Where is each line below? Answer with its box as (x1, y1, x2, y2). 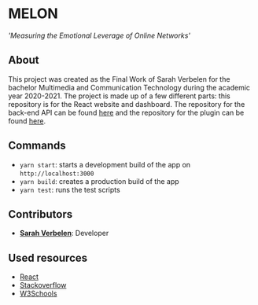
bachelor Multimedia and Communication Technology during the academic (8, 83, 250, 92)
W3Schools (19, 288, 57, 299)
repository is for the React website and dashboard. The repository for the (8, 99, 245, 108)
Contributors (8, 208, 73, 221)
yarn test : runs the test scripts (19, 185, 120, 194)
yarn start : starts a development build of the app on (19, 160, 191, 169)
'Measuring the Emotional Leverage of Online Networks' (8, 31, 191, 40)
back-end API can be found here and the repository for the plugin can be (8, 108, 245, 117)
